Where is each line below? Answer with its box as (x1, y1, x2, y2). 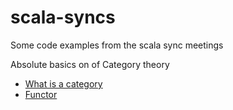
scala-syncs (10, 6, 116, 29)
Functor (24, 88, 58, 100)
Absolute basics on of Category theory (10, 58, 170, 70)
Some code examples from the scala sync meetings (10, 39, 224, 51)
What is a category (24, 77, 103, 90)
